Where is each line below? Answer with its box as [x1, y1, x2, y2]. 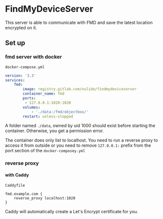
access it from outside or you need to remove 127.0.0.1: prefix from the [5, 142, 151, 148]
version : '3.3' [5, 73, 36, 78]
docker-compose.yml [5, 64, 45, 69]
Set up [5, 39, 25, 47]
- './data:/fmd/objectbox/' [31, 109, 89, 114]
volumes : [23, 105, 41, 110]
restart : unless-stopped [23, 114, 73, 119]
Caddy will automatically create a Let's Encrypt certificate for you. [5, 208, 139, 214]
